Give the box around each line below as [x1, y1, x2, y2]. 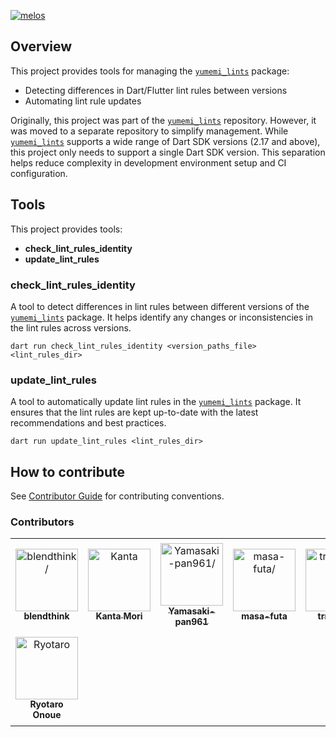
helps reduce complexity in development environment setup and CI [10, 156, 287, 169]
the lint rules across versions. [10, 321, 132, 334]
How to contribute [10, 463, 126, 480]
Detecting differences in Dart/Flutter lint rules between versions [24, 84, 288, 96]
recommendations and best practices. [10, 417, 167, 429]
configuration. [10, 167, 68, 179]
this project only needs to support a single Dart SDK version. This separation [10, 146, 326, 158]
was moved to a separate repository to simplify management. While [10, 125, 289, 137]
